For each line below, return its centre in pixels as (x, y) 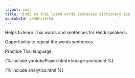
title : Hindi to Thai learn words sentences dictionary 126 (68, 14)
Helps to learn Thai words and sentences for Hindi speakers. (66, 33)
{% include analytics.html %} (34, 70)
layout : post (18, 10)
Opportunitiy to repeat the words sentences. (50, 42)
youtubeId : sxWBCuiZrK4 (29, 19)
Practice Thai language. (29, 51)
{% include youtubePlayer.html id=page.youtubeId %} (59, 61)
